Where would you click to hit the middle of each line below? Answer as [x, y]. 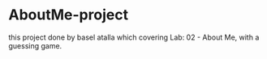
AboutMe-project [68, 15]
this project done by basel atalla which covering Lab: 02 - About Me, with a [134, 37]
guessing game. [35, 45]
